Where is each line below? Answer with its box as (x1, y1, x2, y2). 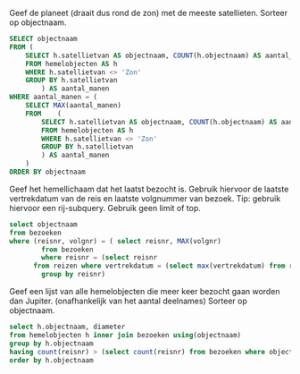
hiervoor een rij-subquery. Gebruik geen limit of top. (9, 202, 201, 213)
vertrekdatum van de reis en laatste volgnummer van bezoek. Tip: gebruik (9, 192, 281, 204)
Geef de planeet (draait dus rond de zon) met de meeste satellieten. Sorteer (9, 8, 288, 18)
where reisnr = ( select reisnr (41, 253, 158, 262)
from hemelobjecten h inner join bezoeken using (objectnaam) (9, 330, 242, 339)
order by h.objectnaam (9, 355, 94, 365)
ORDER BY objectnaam (9, 167, 87, 176)
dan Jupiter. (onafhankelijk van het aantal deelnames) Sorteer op (9, 295, 247, 306)
